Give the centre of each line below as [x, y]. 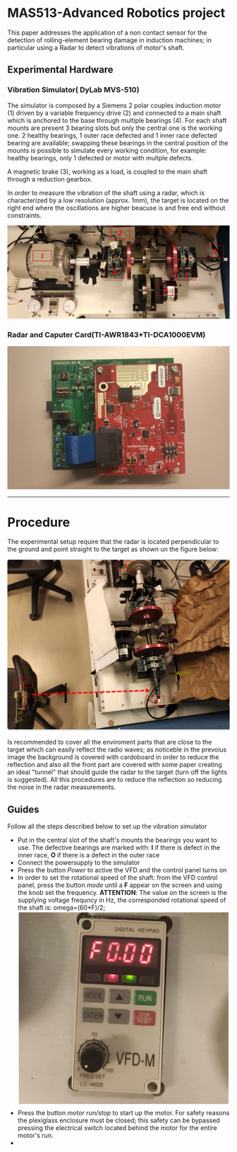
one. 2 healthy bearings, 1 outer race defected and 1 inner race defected [112, 135]
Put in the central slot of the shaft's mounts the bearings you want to [117, 840]
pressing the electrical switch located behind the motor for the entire [117, 1128]
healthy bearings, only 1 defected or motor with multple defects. [100, 158]
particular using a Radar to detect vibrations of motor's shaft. [96, 47]
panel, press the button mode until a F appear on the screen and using [120, 885]
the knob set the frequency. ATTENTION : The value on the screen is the [122, 892]
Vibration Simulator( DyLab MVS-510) [73, 90]
